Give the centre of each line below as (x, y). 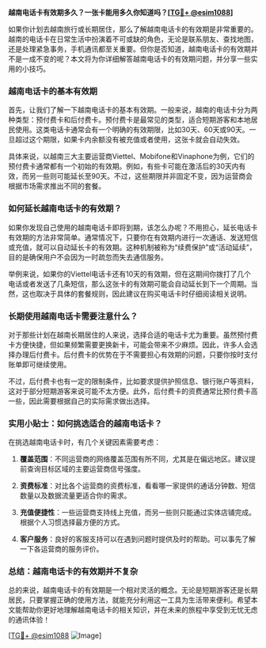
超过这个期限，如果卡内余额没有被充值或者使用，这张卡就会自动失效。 (129, 140)
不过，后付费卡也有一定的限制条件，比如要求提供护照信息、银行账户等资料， (133, 381)
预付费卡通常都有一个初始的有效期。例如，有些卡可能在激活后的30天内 (123, 166)
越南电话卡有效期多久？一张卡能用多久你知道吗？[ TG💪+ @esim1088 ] (121, 12)
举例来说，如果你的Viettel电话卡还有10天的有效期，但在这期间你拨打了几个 (130, 274)
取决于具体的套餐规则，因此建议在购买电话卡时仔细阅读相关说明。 (143, 294)
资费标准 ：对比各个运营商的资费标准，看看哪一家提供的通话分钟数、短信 (137, 486)
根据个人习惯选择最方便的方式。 (72, 522)
